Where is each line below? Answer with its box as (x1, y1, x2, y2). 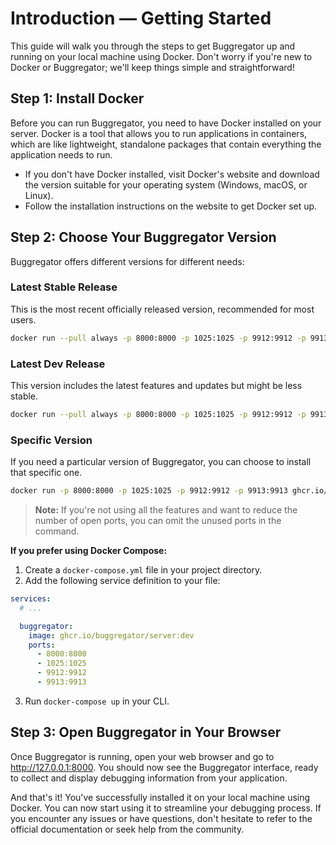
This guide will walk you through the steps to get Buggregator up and (10, 40, 296, 52)
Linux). (24, 189, 54, 201)
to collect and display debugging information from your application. (10, 772, 288, 784)
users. (10, 313, 37, 326)
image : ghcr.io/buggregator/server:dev (28, 630, 195, 641)
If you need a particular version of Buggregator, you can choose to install (10, 456, 312, 468)
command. (34, 525, 80, 537)
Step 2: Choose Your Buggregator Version (10, 229, 277, 246)
